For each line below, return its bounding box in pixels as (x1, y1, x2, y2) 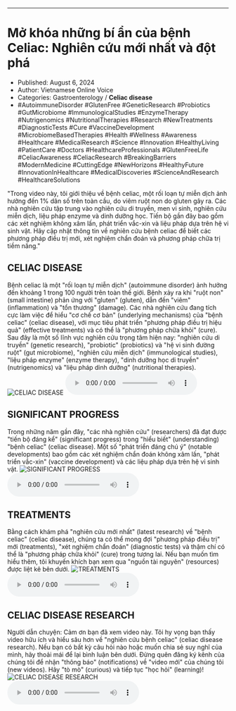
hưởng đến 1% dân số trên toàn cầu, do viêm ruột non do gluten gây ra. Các (7, 197, 227, 205)
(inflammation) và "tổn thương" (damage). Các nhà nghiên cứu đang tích (7, 303, 216, 311)
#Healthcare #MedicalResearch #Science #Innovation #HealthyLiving (17, 138, 219, 147)
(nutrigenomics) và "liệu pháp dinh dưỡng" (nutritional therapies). (7, 363, 197, 371)
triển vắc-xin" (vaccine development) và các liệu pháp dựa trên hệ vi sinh (7, 457, 220, 466)
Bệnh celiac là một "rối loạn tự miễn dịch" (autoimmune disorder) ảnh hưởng (7, 280, 228, 289)
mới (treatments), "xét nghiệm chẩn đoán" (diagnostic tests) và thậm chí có (7, 543, 225, 551)
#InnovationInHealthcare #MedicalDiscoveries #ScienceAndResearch (17, 168, 219, 176)
